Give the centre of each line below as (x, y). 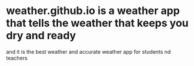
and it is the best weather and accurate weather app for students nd (88, 51)
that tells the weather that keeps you (97, 23)
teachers (17, 58)
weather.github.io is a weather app (93, 11)
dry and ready (41, 36)
